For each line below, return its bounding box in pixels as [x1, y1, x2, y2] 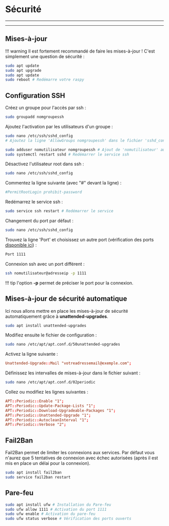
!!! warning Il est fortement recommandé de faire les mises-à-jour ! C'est [5, 48, 155, 54]
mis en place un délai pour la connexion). [5, 460, 91, 466]
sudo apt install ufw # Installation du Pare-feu [5, 502, 112, 507]
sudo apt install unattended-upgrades [5, 323, 87, 328]
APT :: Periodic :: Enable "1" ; [5, 399, 64, 404]
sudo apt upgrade [5, 68, 42, 73]
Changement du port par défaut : [5, 218, 74, 224]
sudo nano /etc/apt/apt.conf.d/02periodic [5, 380, 96, 385]
